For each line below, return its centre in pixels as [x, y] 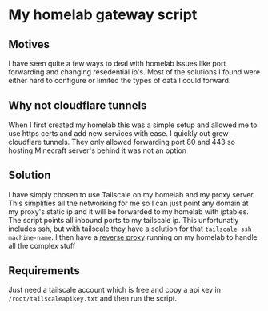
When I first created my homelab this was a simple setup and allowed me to [133, 125]
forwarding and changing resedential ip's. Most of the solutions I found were [134, 72]
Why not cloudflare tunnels [78, 106]
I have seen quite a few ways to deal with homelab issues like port [117, 63]
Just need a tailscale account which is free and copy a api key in [115, 290]
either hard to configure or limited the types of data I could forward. [120, 80]
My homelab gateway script [103, 15]
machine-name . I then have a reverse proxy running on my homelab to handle [133, 237]
